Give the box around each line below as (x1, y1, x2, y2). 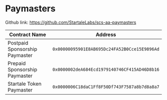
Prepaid (7, 60, 26, 67)
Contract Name (9, 31, 46, 38)
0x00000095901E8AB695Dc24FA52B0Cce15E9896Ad (52, 46, 160, 52)
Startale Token (7, 80, 42, 87)
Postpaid (7, 39, 29, 46)
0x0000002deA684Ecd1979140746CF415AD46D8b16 (52, 66, 160, 72)
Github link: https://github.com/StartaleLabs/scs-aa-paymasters (5, 19, 137, 25)
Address (95, 31, 116, 38)
